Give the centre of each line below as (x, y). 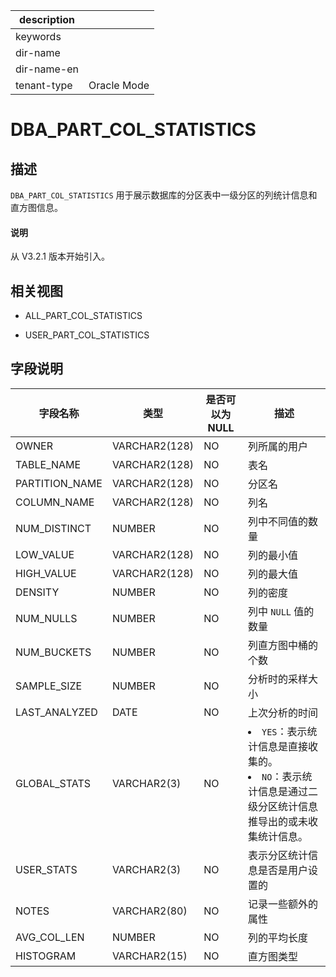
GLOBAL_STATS (53, 783)
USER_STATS (46, 869)
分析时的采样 (278, 679)
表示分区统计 (278, 855)
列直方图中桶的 (283, 645)
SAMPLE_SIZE (49, 686)
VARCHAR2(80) (149, 911)
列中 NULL (270, 611)
